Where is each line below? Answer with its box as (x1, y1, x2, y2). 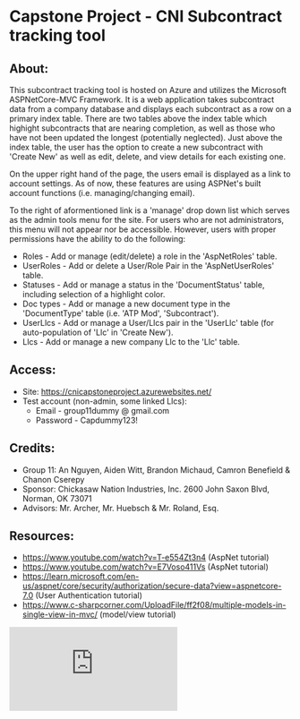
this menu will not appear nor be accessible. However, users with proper (9, 224, 277, 235)
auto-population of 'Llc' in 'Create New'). (21, 327, 174, 338)
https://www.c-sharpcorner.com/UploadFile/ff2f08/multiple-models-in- (21, 600, 287, 611)
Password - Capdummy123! (35, 415, 139, 425)
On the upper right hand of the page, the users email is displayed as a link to (9, 168, 291, 179)
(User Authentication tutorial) (35, 590, 143, 601)
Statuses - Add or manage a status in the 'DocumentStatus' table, (21, 279, 265, 290)
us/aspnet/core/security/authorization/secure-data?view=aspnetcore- (21, 580, 282, 592)
